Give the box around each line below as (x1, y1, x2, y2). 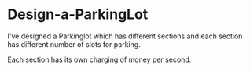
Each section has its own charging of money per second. (7, 55, 192, 64)
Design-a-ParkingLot (7, 5, 149, 23)
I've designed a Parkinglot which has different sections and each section (7, 31, 243, 41)
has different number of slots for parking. (7, 39, 141, 49)
